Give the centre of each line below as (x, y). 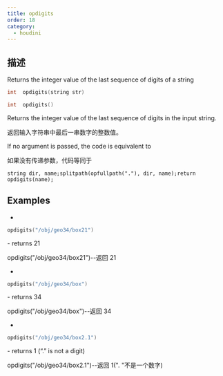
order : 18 (21, 20)
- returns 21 (23, 243)
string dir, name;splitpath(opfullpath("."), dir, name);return (101, 173)
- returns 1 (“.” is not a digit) (46, 351)
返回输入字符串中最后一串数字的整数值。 (65, 132)
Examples (29, 201)
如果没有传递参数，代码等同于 (49, 160)
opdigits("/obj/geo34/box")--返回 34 (59, 311)
